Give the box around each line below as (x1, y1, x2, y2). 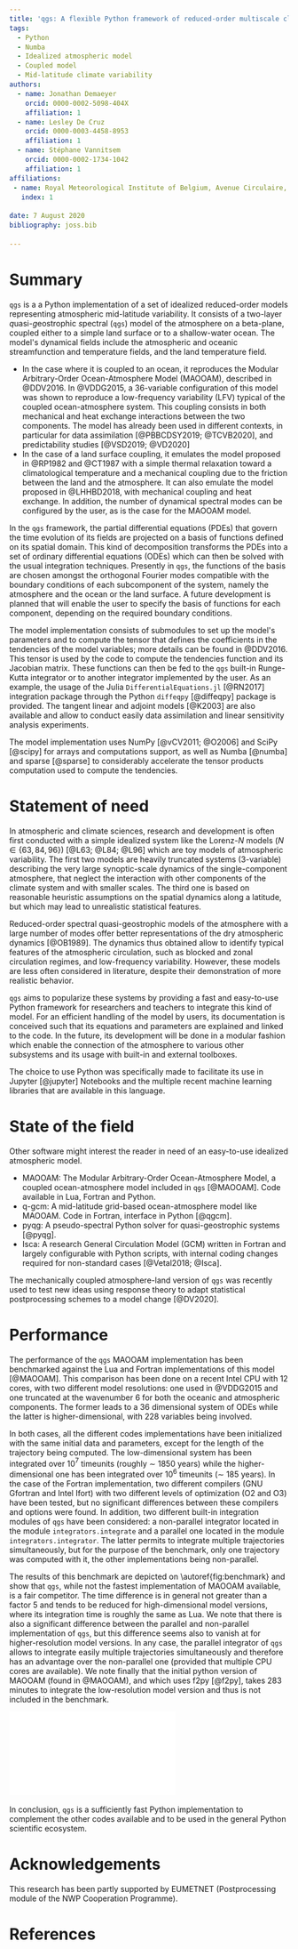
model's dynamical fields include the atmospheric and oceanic (9, 336, 239, 347)
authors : (9, 80, 42, 89)
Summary (9, 270, 82, 289)
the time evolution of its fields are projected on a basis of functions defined (9, 532, 284, 543)
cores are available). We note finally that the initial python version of (9, 1665, 257, 1676)
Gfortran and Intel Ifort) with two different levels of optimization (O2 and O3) (9, 1487, 287, 1498)
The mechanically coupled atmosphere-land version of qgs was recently (9, 1275, 273, 1285)
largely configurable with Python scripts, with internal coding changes (21, 1248, 278, 1259)
